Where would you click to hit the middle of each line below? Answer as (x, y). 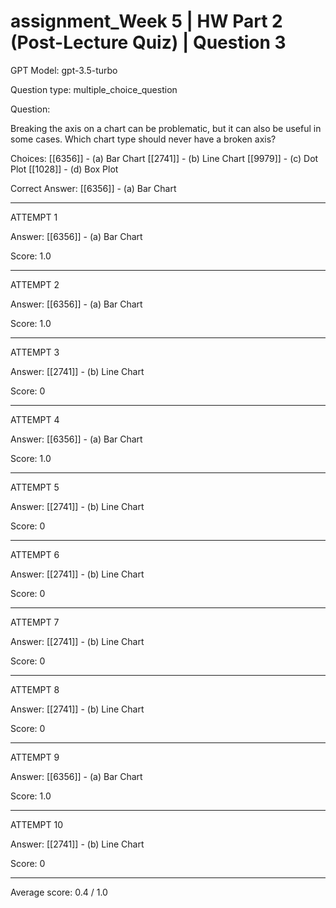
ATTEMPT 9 (35, 757)
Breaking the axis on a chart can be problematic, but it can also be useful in (166, 128)
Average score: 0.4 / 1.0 (59, 892)
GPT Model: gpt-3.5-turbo (64, 70)
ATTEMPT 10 (37, 824)
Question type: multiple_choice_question (94, 89)
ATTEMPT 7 (35, 622)
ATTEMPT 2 (35, 284)
